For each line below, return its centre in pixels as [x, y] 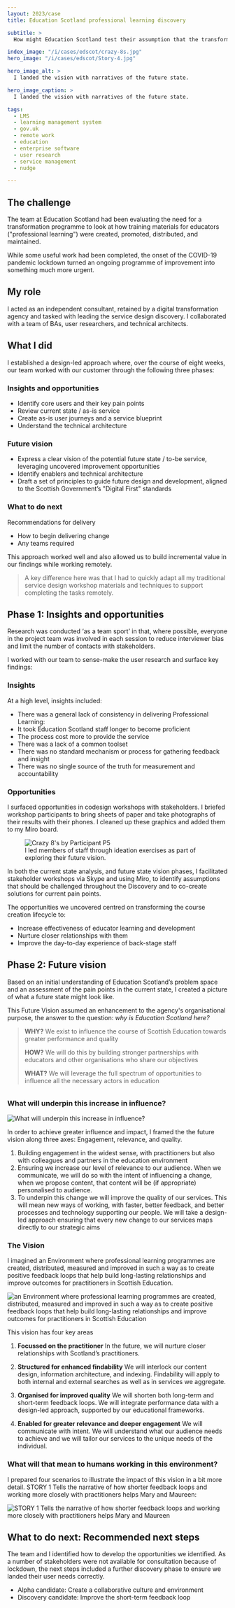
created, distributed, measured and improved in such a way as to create [111, 1268]
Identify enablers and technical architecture [80, 474]
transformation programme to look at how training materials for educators [113, 227]
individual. [32, 1446]
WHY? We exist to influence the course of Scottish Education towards [125, 1031]
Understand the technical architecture [72, 425]
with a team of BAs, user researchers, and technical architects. [98, 323]
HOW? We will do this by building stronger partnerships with [112, 1052]
